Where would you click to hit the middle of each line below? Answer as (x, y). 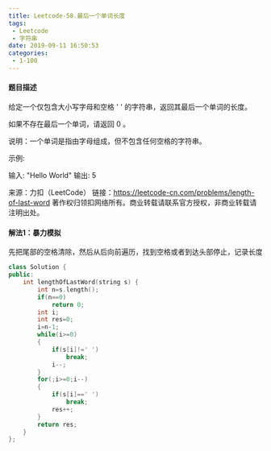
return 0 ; (68, 304)
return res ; (58, 424)
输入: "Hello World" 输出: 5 (52, 176)
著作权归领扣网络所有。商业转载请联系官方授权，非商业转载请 (154, 203)
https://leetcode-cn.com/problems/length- (184, 192)
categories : (28, 53)
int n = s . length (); (68, 290)
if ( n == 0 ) (52, 297)
